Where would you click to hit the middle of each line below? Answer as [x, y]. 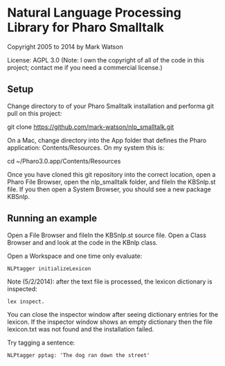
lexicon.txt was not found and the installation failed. [81, 329]
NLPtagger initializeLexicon [49, 268]
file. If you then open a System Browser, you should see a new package [109, 189]
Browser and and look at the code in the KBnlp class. [82, 242]
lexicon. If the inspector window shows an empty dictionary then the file [110, 322]
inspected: [22, 288]
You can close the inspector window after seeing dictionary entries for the [113, 314]
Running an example [52, 219]
